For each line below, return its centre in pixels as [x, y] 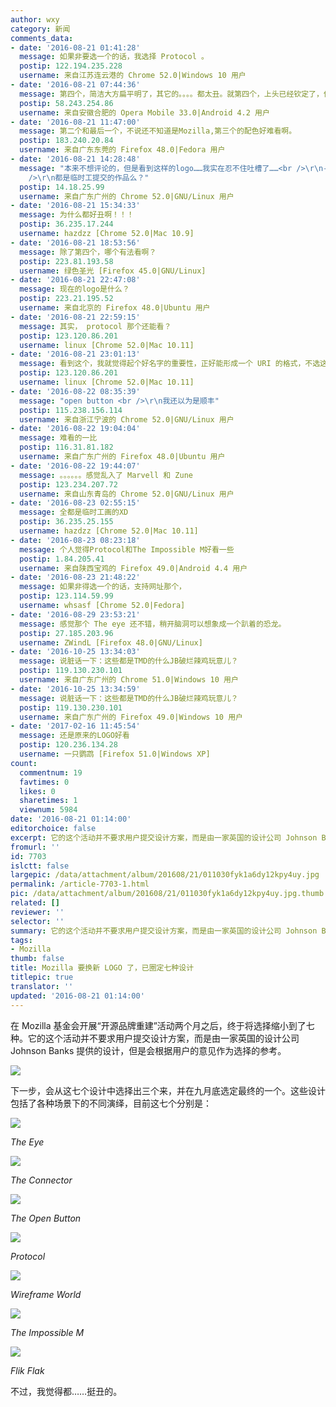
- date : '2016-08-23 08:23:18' [75, 540]
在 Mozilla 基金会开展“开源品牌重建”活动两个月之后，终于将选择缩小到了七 [162, 1025]
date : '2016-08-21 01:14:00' [71, 819]
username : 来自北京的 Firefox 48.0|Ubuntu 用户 [115, 308]
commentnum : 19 [51, 772]
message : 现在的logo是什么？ [74, 289]
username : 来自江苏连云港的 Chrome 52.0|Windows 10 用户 [133, 76]
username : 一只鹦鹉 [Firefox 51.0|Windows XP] [115, 754]
